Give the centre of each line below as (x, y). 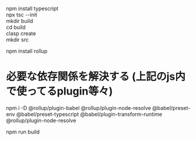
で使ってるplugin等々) (60, 91)
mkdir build (20, 21)
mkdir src (18, 40)
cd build (16, 27)
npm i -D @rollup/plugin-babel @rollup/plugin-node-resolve (79, 108)
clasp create (21, 33)
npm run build (23, 132)
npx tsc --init (22, 15)
